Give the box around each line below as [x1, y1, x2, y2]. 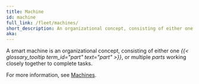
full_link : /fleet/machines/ [6, 20, 79, 26]
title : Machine [6, 8, 44, 15]
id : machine [6, 14, 36, 20]
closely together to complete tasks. [6, 60, 93, 67]
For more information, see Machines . [6, 71, 97, 79]
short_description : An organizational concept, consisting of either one [6, 25, 194, 32]
